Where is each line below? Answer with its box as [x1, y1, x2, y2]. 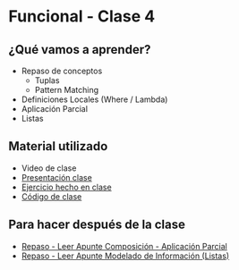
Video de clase [21, 163, 77, 173]
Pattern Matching [34, 85, 99, 95]
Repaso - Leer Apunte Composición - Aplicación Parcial [21, 240, 227, 251]
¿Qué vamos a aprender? [8, 42, 151, 57]
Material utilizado [8, 139, 108, 154]
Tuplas [34, 75, 60, 86]
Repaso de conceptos [21, 65, 103, 76]
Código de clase [21, 190, 82, 202]
